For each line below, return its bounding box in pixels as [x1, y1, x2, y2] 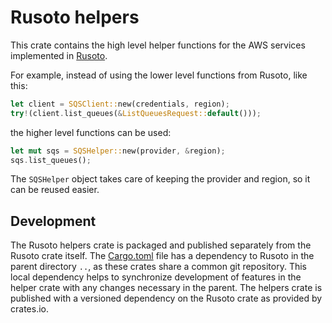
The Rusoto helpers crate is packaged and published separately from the [10, 239, 312, 251]
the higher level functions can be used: [10, 126, 172, 138]
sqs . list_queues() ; [10, 155, 92, 165]
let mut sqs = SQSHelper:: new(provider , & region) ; [10, 146, 226, 156]
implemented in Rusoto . [10, 49, 108, 61]
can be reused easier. [10, 184, 100, 196]
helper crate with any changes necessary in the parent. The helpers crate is [10, 282, 323, 294]
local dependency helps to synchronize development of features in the [10, 271, 302, 283]
